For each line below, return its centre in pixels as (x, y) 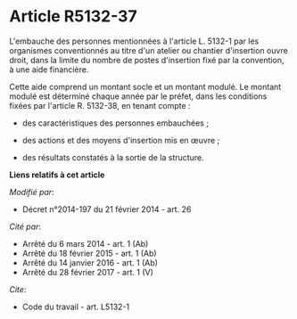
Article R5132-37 (73, 16)
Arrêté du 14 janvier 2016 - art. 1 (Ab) (90, 262)
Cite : (18, 289)
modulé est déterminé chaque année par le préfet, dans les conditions (138, 96)
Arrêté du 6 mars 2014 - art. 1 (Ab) (85, 243)
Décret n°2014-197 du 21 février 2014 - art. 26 (107, 209)
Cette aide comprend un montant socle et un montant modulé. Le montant (145, 86)
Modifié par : (32, 192)
